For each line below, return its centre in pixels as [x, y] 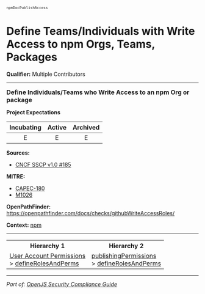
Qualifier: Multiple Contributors [46, 74]
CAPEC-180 [30, 188]
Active [57, 127]
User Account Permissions [48, 255]
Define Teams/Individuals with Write [101, 31]
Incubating [25, 127]
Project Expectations [34, 112]
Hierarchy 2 [126, 246]
